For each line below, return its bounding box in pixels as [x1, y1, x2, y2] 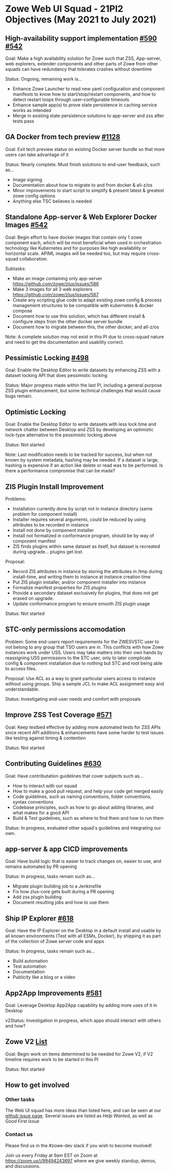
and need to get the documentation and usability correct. [5, 339, 124, 345]
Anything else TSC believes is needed [12, 198, 92, 204]
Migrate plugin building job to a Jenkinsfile [12, 883, 102, 889]
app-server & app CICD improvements [5, 845, 128, 853]
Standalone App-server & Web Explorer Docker [5, 213, 157, 221]
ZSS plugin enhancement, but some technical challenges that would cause [5, 388, 161, 394]
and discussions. [5, 1163, 40, 1169]
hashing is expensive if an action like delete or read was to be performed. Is [5, 462, 163, 469]
